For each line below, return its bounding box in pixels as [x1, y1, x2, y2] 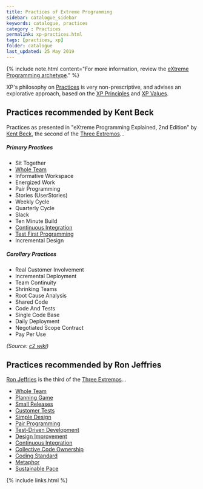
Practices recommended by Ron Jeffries [6, 360, 162, 370]
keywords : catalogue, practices [6, 20, 88, 26]
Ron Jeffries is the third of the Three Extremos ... [6, 376, 127, 383]
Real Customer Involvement [15, 265, 84, 273]
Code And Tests [15, 304, 56, 312]
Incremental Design [15, 236, 64, 244]
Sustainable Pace [15, 465, 59, 473]
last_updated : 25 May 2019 [6, 49, 75, 55]
